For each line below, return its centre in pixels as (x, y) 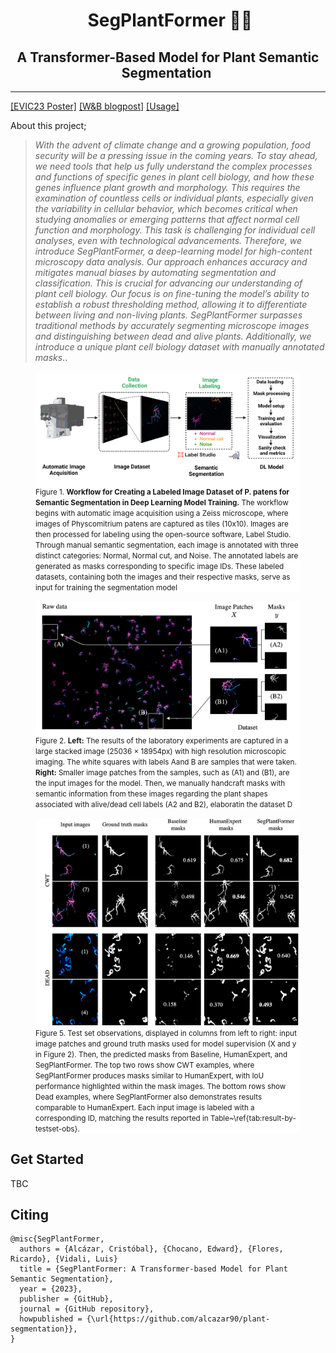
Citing (29, 1214)
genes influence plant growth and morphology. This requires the (167, 187)
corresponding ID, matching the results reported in (122, 1118)
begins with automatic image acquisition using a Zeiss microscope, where (162, 514)
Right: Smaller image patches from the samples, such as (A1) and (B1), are (162, 772)
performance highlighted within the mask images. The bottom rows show (161, 1086)
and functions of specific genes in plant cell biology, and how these (174, 177)
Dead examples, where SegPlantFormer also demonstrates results (149, 1097)
